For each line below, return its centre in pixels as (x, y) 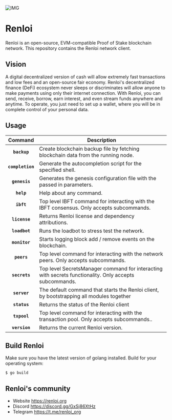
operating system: (24, 364)
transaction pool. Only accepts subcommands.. (96, 319)
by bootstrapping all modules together (85, 296)
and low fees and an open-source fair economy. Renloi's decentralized (80, 82)
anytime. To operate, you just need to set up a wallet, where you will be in (83, 104)
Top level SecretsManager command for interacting (101, 268)
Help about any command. (71, 193)
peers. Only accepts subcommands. (82, 260)
